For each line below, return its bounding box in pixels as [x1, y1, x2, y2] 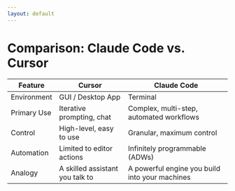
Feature [18, 80, 45, 90]
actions [59, 152, 84, 162]
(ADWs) [128, 152, 154, 162]
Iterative [59, 103, 86, 113]
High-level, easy [59, 123, 114, 133]
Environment [10, 92, 52, 102]
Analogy [10, 168, 38, 178]
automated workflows [128, 112, 199, 122]
